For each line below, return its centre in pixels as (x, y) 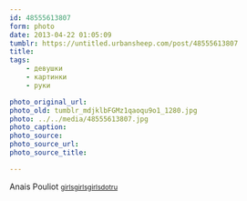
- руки (38, 85)
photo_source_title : (49, 153)
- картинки (46, 77)
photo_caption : (38, 127)
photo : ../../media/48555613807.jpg (79, 119)
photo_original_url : (49, 102)
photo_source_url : (44, 145)
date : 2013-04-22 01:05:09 (61, 35)
